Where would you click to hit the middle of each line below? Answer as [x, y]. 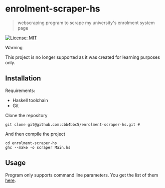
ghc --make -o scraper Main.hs [38, 147]
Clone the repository [26, 115]
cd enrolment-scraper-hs [31, 143]
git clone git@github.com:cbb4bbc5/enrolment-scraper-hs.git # [73, 124]
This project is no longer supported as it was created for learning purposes [83, 57]
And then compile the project [35, 134]
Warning [14, 47]
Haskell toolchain [30, 100]
